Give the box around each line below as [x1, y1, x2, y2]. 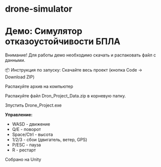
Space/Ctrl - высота [12, 131, 53, 137]
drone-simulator [5, 3, 73, 15]
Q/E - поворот [12, 127, 41, 132]
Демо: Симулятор [5, 26, 82, 37]
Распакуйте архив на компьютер [5, 84, 74, 90]
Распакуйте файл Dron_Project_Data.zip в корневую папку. [5, 93, 126, 99]
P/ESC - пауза [12, 142, 41, 148]
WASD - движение [12, 121, 50, 127]
